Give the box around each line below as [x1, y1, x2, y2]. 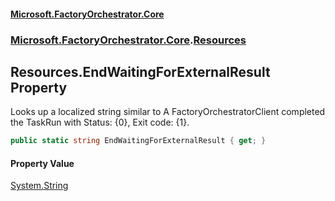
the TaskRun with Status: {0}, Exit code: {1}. [10, 116, 190, 129]
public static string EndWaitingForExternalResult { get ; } [10, 136, 267, 146]
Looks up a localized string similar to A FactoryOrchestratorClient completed [10, 106, 326, 118]
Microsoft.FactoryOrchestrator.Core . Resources [10, 33, 247, 47]
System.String [10, 180, 69, 192]
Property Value [10, 157, 75, 169]
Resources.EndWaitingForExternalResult [10, 63, 271, 80]
